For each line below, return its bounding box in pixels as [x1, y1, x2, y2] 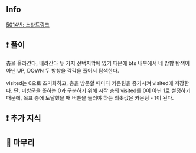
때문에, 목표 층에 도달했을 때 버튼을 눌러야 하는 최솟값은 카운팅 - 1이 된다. [6, 94, 174, 101]
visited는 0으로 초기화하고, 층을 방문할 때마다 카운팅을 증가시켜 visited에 [6, 79, 174, 86]
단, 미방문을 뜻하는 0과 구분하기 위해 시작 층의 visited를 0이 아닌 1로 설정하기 [14, 87, 191, 94]
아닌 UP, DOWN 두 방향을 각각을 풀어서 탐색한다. [6, 67, 119, 74]
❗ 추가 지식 [6, 113, 41, 123]
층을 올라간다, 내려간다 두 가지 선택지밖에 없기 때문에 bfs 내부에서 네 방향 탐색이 [6, 59, 190, 67]
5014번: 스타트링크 [6, 21, 50, 28]
